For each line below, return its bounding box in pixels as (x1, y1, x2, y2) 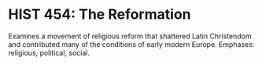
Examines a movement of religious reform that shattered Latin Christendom (8, 31, 252, 41)
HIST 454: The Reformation (8, 5, 191, 23)
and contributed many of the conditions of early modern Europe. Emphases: (8, 39, 255, 49)
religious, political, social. (8, 48, 90, 57)
